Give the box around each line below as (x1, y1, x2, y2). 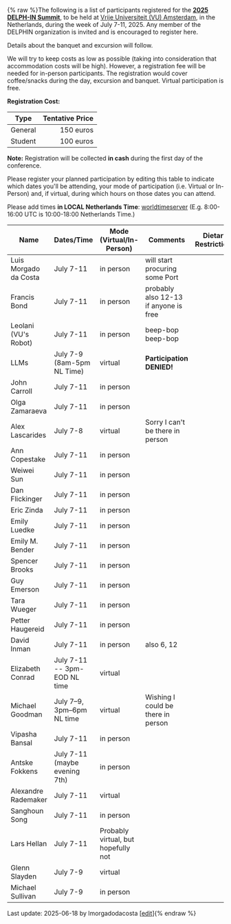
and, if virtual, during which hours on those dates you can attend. (30, 190, 216, 197)
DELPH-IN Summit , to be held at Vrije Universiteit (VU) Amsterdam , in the (7, 13, 215, 21)
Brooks (10, 565, 34, 574)
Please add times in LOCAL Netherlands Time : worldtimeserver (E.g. (7, 203, 203, 211)
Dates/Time (54, 235, 93, 244)
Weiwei (10, 465, 34, 475)
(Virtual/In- (99, 235, 139, 244)
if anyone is (145, 301, 183, 310)
